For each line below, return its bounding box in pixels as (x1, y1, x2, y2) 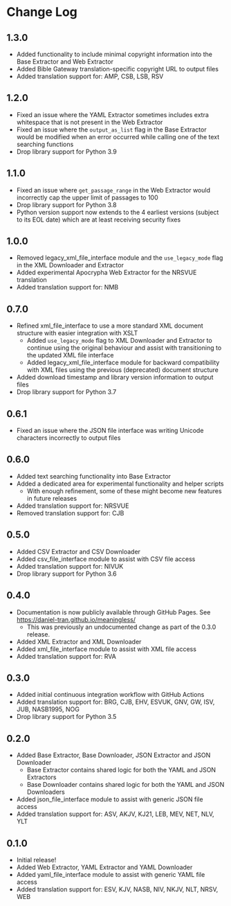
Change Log (6, 4, 77, 20)
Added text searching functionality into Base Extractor (16, 472, 171, 480)
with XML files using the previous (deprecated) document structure (26, 366, 219, 374)
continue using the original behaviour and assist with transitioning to (26, 344, 222, 352)
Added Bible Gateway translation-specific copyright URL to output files (16, 65, 219, 73)
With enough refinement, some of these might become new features (26, 486, 222, 495)
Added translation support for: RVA (16, 652, 117, 660)
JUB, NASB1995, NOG (16, 705, 80, 713)
